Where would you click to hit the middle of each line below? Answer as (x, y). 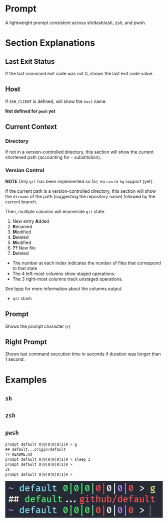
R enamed (22, 226)
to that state (25, 268)
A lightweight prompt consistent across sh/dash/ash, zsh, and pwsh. (76, 23)
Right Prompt (26, 342)
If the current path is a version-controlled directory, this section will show (80, 191)
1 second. (15, 359)
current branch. (21, 202)
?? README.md (19, 455)
